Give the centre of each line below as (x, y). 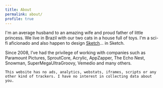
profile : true (20, 19)
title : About (18, 10)
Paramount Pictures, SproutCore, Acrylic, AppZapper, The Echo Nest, (75, 58)
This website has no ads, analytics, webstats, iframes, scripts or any (81, 72)
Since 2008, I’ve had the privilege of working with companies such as (75, 53)
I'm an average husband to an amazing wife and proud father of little (74, 33)
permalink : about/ (24, 14)
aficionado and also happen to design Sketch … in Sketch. (67, 43)
